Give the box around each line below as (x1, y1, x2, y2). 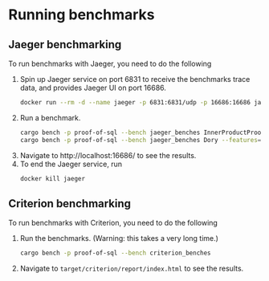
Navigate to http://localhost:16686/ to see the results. (19, 150, 197, 160)
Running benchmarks (8, 6, 155, 24)
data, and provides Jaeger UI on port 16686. (19, 83, 167, 92)
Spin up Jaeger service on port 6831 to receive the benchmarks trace (19, 75, 251, 83)
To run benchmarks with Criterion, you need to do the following (8, 218, 218, 228)
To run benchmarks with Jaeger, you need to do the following (8, 59, 212, 68)
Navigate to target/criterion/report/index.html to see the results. (19, 263, 244, 274)
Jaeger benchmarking (8, 38, 122, 51)
